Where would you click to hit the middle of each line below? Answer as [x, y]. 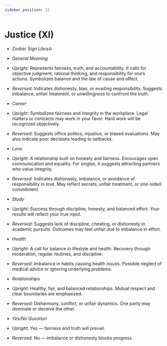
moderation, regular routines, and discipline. [57, 254]
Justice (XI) [29, 34]
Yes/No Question [29, 318]
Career [19, 103]
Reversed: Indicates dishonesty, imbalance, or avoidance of [73, 179]
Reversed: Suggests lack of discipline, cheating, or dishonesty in [78, 224]
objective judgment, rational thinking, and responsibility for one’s [78, 73]
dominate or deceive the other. [43, 308]
